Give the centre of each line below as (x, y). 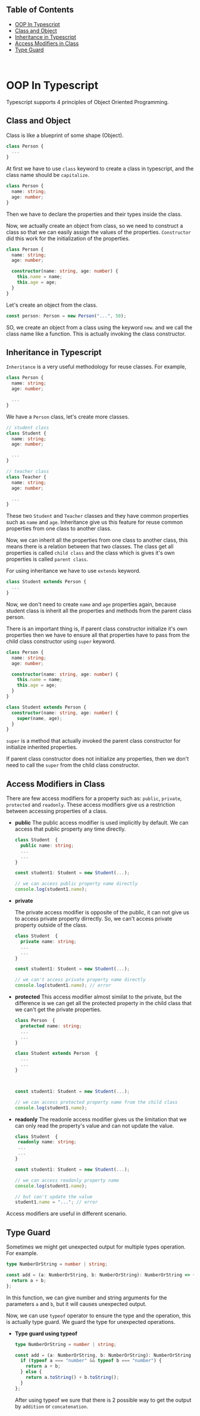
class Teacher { (26, 477)
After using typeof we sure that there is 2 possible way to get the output (103, 1400)
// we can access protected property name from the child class (96, 1102)
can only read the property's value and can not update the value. (94, 1125)
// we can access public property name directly (76, 884)
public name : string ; (47, 846)
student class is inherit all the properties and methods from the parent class (99, 611)
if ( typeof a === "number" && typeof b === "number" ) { (91, 1361)
